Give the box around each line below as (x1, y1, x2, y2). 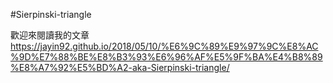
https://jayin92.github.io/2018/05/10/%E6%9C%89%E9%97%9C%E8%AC (10, 40, 319, 52)
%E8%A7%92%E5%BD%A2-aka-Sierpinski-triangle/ (10, 62, 230, 73)
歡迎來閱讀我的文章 (10, 29, 90, 41)
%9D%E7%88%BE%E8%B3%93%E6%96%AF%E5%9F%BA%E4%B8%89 (10, 51, 323, 63)
